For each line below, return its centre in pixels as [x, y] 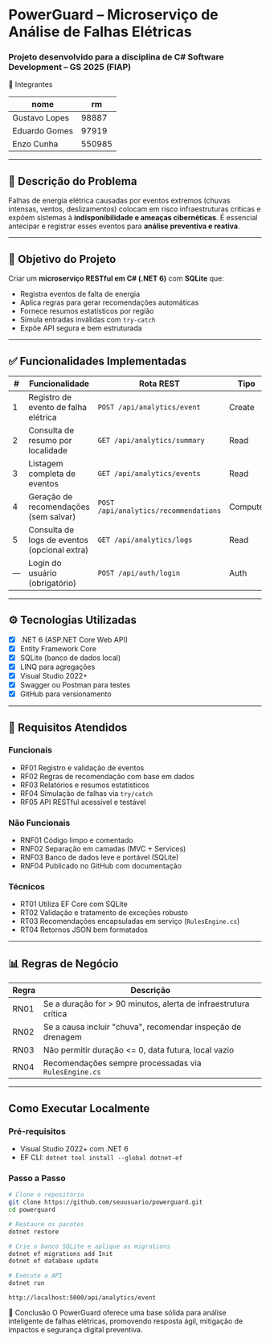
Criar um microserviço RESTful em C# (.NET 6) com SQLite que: [117, 278]
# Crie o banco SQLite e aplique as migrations [90, 1246]
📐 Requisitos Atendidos [68, 727]
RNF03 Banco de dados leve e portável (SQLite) [99, 857]
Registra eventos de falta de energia [80, 294]
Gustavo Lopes [41, 118]
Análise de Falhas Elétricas [100, 32]
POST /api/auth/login [139, 573]
